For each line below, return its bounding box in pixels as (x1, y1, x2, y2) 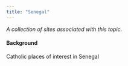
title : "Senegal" (6, 8, 50, 15)
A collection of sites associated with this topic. (6, 25, 123, 33)
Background (6, 39, 38, 47)
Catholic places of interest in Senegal (6, 53, 100, 60)
